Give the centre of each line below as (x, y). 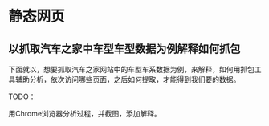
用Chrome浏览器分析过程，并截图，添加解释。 (85, 114)
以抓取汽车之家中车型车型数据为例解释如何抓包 (124, 49)
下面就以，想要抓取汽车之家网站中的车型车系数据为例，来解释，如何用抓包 (131, 69)
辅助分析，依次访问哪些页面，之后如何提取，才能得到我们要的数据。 (128, 79)
